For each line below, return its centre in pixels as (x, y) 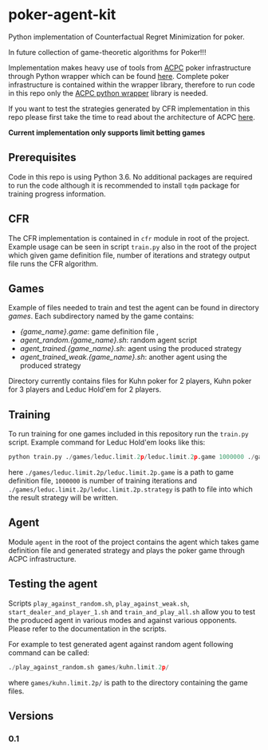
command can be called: (49, 653)
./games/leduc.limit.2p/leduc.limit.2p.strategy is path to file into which (131, 489)
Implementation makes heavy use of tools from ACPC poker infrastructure (130, 67)
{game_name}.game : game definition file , (89, 332)
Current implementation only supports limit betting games (107, 132)
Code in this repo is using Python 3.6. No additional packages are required (130, 176)
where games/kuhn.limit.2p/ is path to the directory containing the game (128, 682)
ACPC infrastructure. (43, 559)
